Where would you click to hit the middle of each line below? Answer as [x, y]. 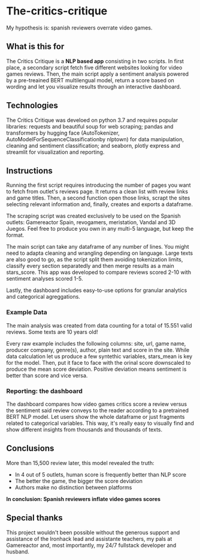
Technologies [32, 105]
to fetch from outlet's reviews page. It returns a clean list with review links [97, 192]
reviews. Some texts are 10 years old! [52, 332]
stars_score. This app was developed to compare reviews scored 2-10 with [99, 272]
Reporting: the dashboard [44, 391]
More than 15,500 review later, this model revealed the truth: [80, 463]
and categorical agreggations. [43, 297]
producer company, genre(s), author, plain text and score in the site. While [98, 350]
